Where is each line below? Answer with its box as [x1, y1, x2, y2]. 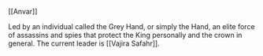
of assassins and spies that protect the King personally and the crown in [8, 31, 243, 39]
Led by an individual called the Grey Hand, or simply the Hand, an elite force [8, 22, 255, 31]
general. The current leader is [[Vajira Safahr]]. [8, 39, 160, 48]
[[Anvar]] [8, 7, 38, 16]
